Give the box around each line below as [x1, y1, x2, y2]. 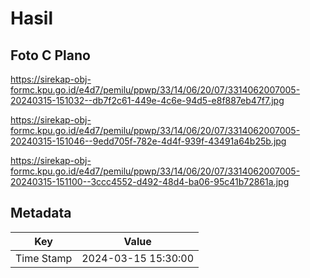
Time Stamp [15, 251, 73, 265]
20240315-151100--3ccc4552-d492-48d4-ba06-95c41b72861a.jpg [10, 176, 290, 187]
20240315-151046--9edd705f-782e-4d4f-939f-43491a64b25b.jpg [10, 135, 287, 147]
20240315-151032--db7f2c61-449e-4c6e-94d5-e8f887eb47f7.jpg [10, 95, 285, 106]
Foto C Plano [10, 47, 91, 64]
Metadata [10, 205, 72, 222]
